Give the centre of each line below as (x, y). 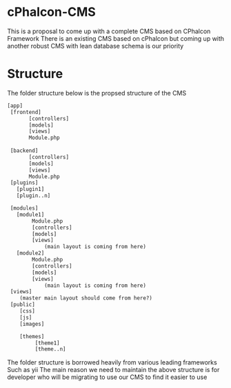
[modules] (24, 208)
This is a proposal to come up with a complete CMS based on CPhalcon (109, 31)
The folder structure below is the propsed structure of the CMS (97, 93)
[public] (23, 305)
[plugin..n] (33, 196)
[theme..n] (51, 349)
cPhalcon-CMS (52, 12)
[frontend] (26, 112)
